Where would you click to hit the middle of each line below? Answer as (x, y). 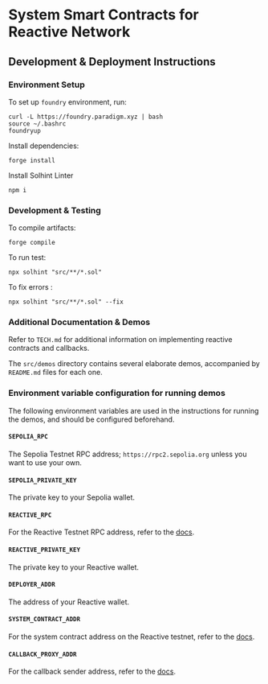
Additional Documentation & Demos (79, 322)
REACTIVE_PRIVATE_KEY (45, 550)
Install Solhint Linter (41, 175)
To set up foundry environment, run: (67, 101)
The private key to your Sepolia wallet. (71, 497)
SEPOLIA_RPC (28, 437)
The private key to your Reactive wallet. (73, 567)
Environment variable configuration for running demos (117, 394)
